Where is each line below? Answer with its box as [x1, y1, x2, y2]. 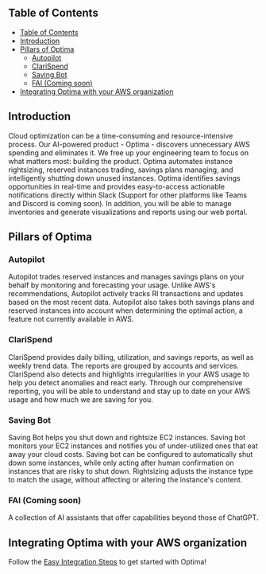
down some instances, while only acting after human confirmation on [8, 458, 234, 467]
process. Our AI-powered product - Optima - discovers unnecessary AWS [8, 139, 250, 149]
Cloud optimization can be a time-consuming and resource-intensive [8, 131, 233, 140]
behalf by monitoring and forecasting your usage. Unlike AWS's [8, 280, 216, 290]
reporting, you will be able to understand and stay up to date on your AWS [8, 386, 251, 396]
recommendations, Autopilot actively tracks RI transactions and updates [8, 289, 244, 299]
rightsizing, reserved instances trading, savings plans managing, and [8, 165, 233, 174]
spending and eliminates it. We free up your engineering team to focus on [8, 147, 249, 158]
